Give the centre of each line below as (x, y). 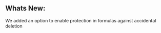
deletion (14, 26)
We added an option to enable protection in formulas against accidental (81, 20)
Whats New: (25, 8)
